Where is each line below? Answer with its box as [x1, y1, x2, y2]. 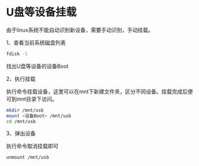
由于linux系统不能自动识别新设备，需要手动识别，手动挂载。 [6, 26, 154, 33]
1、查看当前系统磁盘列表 [6, 39, 66, 46]
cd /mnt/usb [6, 118, 36, 124]
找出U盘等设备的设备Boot [6, 62, 69, 69]
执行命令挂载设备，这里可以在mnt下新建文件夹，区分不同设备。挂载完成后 [6, 88, 188, 95]
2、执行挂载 [6, 75, 36, 82]
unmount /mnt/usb [6, 155, 49, 161]
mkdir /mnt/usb [6, 107, 44, 113]
